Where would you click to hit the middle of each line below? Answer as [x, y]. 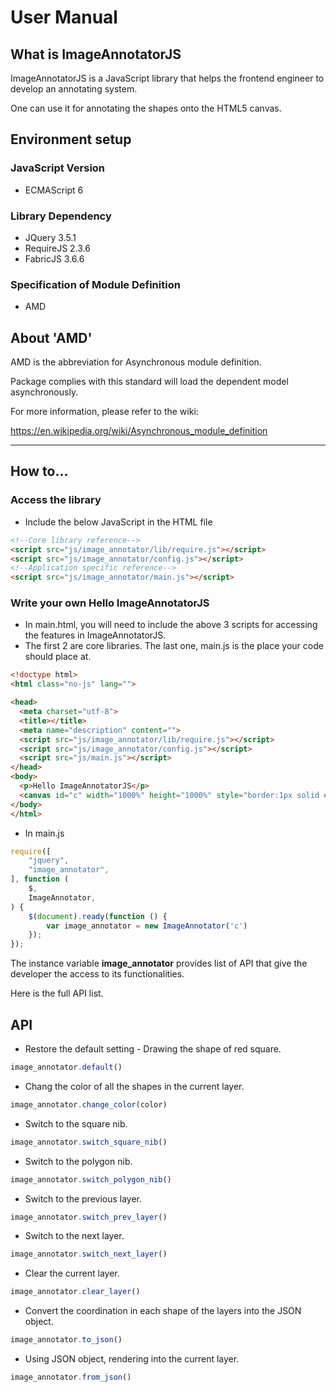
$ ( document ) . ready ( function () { [98, 916]
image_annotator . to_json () [66, 1340]
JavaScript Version [58, 168]
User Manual [64, 17]
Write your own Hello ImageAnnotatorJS [110, 603]
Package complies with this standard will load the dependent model [149, 382]
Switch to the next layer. [74, 1236]
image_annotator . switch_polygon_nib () [91, 1179]
